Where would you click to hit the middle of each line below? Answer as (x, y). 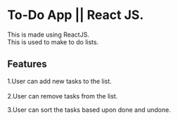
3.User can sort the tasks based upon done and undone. (89, 110)
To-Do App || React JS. (76, 15)
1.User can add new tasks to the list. (60, 81)
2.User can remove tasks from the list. (63, 96)
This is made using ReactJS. (48, 34)
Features (27, 64)
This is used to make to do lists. (53, 42)
